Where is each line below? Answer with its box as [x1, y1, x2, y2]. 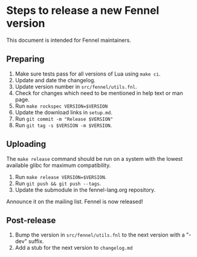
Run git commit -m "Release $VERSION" [15, 115, 114, 122]
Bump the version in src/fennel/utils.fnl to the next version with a [15, 231, 186, 239]
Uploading [6, 139, 47, 149]
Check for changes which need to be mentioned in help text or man [15, 89, 183, 97]
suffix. [28, 238, 44, 245]
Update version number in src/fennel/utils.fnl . [15, 83, 137, 90]
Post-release [6, 215, 56, 226]
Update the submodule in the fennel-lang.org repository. [15, 186, 156, 194]
